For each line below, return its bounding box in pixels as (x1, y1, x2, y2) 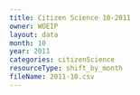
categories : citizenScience (9, 55, 116, 64)
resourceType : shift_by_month (9, 64, 124, 73)
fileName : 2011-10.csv (9, 72, 95, 81)
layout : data (9, 30, 59, 39)
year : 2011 (9, 47, 51, 56)
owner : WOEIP (9, 22, 59, 31)
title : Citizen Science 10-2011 (9, 13, 131, 23)
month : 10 (9, 38, 47, 48)
